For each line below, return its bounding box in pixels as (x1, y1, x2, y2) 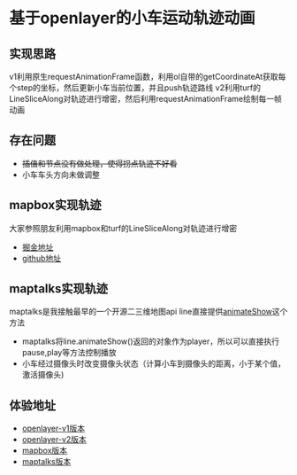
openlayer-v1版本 (21, 423, 86, 434)
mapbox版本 (21, 445, 68, 456)
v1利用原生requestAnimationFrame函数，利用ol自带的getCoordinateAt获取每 (9, 72, 286, 82)
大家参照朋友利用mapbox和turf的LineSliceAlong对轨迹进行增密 (9, 222, 238, 233)
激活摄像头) (21, 370, 65, 380)
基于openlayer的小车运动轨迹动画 (9, 8, 255, 28)
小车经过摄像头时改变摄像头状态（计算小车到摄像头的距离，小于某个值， (21, 358, 286, 369)
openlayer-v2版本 (21, 434, 87, 445)
